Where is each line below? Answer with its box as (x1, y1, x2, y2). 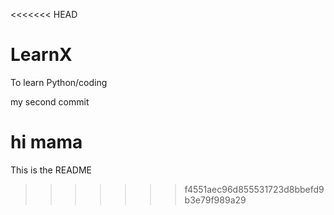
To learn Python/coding (10, 76, 108, 88)
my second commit (10, 95, 90, 108)
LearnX (10, 44, 73, 66)
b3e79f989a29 (184, 194, 247, 206)
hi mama (10, 131, 83, 154)
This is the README (10, 164, 92, 176)
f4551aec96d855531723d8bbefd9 (184, 183, 325, 195)
